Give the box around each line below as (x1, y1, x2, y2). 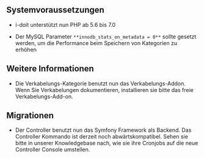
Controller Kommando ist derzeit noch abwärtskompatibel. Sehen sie (15, 133, 188, 140)
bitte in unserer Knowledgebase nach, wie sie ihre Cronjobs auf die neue (15, 140, 199, 147)
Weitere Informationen (6, 63, 95, 74)
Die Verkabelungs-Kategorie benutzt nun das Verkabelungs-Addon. (15, 79, 186, 87)
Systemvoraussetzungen (6, 5, 105, 15)
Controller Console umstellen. (15, 146, 90, 153)
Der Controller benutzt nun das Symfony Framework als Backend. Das (15, 126, 192, 134)
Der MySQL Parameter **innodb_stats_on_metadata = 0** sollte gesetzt (15, 33, 197, 40)
